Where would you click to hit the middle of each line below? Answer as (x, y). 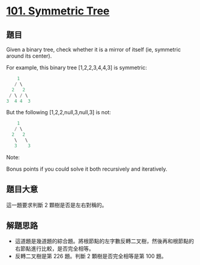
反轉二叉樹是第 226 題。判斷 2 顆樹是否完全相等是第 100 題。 (91, 256)
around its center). (29, 56)
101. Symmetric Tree (58, 11)
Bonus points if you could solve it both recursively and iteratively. (87, 169)
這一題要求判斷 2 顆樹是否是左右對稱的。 (57, 205)
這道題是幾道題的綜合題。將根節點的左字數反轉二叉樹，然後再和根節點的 (104, 241)
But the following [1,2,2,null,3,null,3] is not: (59, 112)
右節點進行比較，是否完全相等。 (54, 249)
